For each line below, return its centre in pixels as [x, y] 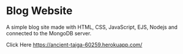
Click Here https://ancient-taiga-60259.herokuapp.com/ [74, 45]
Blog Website [39, 11]
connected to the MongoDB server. [49, 33]
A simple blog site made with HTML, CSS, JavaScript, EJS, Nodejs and [92, 27]
